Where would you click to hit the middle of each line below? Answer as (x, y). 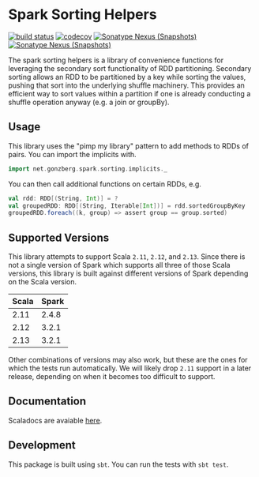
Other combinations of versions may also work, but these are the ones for (128, 360)
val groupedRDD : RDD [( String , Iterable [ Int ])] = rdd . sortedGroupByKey (127, 206)
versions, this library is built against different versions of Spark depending (128, 273)
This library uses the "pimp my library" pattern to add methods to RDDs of (128, 146)
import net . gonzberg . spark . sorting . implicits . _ (88, 169)
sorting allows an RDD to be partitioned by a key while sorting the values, (127, 77)
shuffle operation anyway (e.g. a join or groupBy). (89, 102)
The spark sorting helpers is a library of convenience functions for (116, 60)
